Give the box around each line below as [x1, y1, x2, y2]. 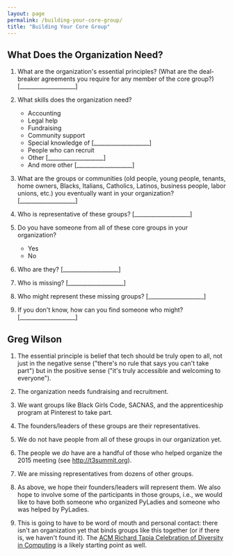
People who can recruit [27, 146, 95, 154]
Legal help [27, 116, 58, 125]
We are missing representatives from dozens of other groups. [17, 470, 194, 477]
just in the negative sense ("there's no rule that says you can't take [17, 359, 209, 367]
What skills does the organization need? [17, 95, 132, 104]
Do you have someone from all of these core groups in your [17, 223, 188, 232]
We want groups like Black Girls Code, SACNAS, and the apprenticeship [17, 401, 224, 409]
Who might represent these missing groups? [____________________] [17, 292, 207, 301]
